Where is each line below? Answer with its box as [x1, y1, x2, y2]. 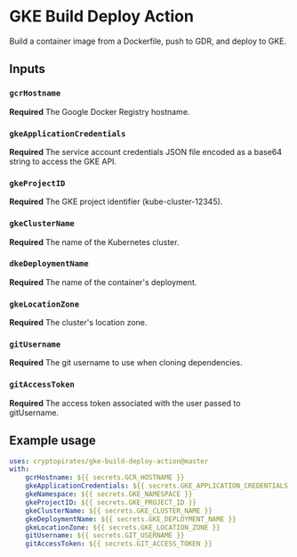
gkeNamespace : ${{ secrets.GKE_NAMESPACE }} [25, 490, 193, 499]
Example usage [9, 433, 96, 448]
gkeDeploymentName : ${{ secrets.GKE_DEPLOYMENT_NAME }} [25, 514, 237, 523]
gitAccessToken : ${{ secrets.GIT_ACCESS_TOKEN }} [25, 539, 213, 549]
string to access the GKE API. [9, 156, 117, 167]
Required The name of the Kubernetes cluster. [9, 236, 180, 247]
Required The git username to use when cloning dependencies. [9, 357, 243, 368]
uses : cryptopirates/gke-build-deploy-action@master [9, 456, 209, 465]
